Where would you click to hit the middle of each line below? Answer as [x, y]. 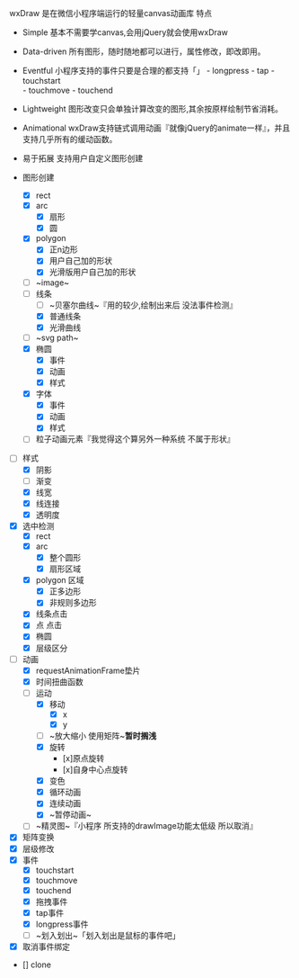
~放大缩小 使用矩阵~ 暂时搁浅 [103, 736]
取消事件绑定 [46, 947]
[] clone [37, 965]
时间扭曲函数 [59, 681]
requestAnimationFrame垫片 [88, 670]
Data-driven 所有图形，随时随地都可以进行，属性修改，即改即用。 [144, 51]
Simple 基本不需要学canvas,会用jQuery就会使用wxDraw [125, 32]
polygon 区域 [60, 580]
